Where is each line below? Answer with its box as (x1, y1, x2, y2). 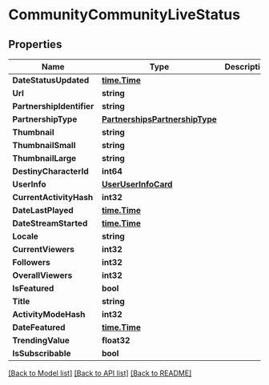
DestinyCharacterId (12, 166, 90, 177)
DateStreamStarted (12, 218, 88, 229)
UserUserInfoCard (101, 178, 173, 190)
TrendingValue (12, 335, 70, 346)
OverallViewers (12, 270, 73, 281)
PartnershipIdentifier (12, 101, 94, 111)
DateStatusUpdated (12, 74, 90, 86)
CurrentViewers (12, 244, 74, 255)
